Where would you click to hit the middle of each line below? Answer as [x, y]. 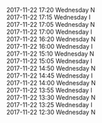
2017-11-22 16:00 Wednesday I [50, 46]
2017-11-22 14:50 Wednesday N [51, 68]
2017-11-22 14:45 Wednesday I [50, 76]
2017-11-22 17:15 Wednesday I [49, 17]
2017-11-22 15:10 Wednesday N [50, 54]
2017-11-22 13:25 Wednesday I [50, 105]
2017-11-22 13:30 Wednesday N [51, 98]
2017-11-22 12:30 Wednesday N [51, 112]
